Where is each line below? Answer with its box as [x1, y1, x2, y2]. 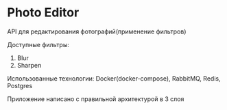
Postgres [7, 81, 33, 90]
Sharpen [16, 61, 42, 69]
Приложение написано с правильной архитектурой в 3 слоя [7, 94, 184, 103]
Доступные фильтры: [7, 40, 70, 49]
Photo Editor [7, 5, 80, 20]
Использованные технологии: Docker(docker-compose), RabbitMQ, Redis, [7, 74, 221, 83]
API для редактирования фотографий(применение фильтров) [7, 27, 187, 36]
